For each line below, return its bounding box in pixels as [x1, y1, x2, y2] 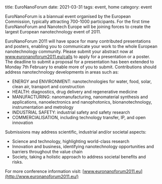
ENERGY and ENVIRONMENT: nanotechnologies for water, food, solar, [12, 78, 152, 84]
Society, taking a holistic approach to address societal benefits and [12, 154, 146, 159]
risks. [12, 159, 23, 165]
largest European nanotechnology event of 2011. [5, 29, 102, 34]
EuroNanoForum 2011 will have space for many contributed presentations [5, 38, 151, 44]
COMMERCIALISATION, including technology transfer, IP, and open [12, 115, 146, 120]
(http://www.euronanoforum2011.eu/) [5, 174, 79, 179]
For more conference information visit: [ [5, 169, 84, 174]
